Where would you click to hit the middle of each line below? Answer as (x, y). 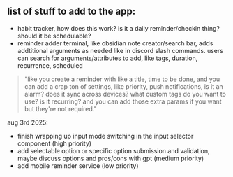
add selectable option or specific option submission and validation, (113, 150)
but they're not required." (60, 108)
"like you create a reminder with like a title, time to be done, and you (122, 79)
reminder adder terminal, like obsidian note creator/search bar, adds (115, 43)
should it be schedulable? (54, 36)
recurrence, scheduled (50, 65)
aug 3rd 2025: (28, 122)
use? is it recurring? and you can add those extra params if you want (123, 101)
